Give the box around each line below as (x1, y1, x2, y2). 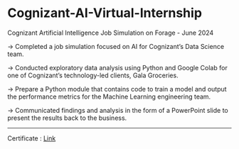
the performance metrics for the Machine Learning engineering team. (7, 92, 211, 101)
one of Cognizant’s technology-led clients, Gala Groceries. (7, 71, 179, 79)
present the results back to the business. (7, 114, 127, 122)
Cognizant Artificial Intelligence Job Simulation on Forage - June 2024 (7, 28, 214, 37)
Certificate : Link (7, 133, 56, 143)
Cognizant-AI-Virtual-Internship (7, 5, 203, 21)
